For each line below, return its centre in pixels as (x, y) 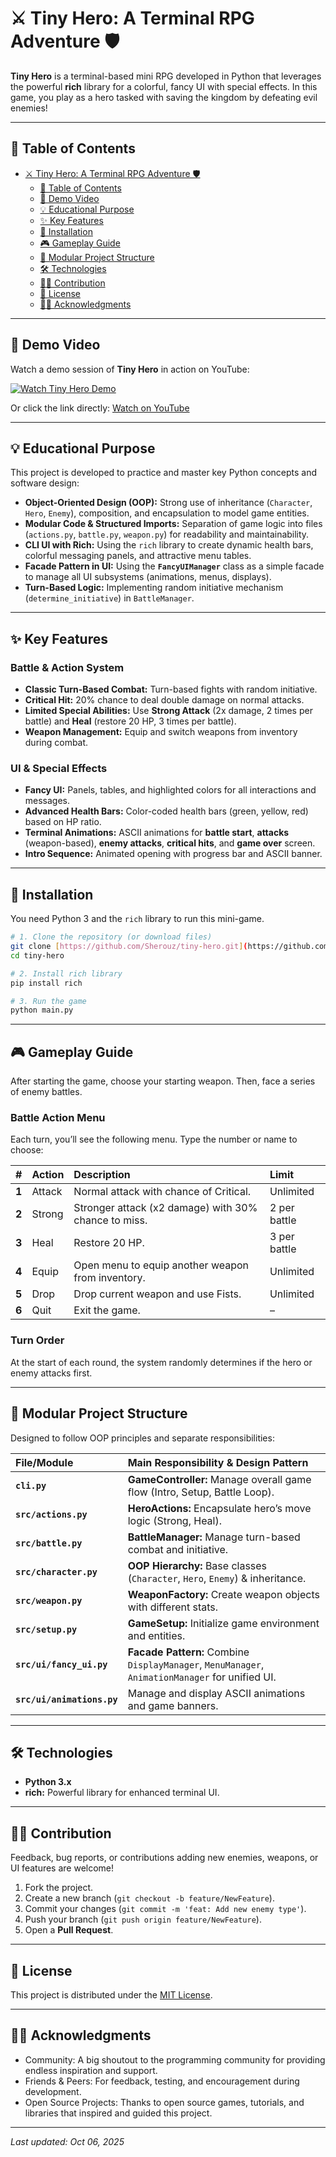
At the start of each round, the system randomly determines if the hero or (161, 1362)
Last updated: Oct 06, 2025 (67, 2141)
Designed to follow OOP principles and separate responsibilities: (142, 1438)
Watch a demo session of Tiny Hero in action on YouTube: (130, 369)
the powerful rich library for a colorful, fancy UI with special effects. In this (164, 86)
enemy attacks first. (51, 1373)
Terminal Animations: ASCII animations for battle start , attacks (157, 833)
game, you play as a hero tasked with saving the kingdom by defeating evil (164, 97)
